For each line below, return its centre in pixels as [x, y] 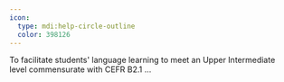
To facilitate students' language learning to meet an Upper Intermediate [142, 60]
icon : [19, 18]
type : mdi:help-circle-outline [76, 26]
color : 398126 [44, 34]
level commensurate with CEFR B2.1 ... [80, 69]
